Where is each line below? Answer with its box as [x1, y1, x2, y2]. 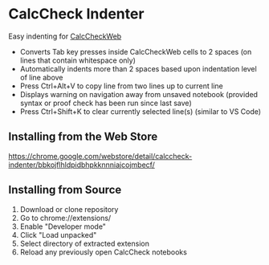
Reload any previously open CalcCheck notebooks [19, 247, 187, 257]
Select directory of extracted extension [19, 238, 150, 248]
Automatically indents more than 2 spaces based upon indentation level [19, 63, 257, 73]
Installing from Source [8, 183, 122, 197]
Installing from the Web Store [8, 130, 158, 144]
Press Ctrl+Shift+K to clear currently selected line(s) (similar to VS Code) [19, 106, 262, 116]
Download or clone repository [19, 204, 119, 214]
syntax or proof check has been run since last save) [19, 98, 192, 108]
